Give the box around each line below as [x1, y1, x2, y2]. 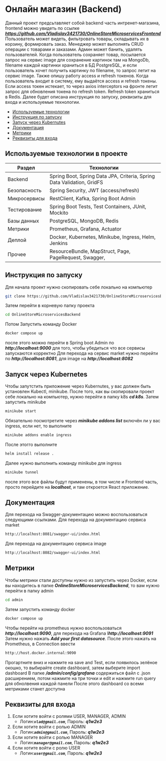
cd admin [5, 597, 23, 602]
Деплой [7, 236, 27, 243]
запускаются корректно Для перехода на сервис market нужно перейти [5, 350, 158, 356]
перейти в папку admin [5, 588, 54, 594]
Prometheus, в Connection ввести [5, 641, 76, 647]
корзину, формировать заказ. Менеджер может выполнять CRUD [5, 41, 144, 47]
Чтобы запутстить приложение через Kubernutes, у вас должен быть [5, 383, 151, 389]
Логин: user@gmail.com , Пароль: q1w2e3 [19, 750, 102, 756]
